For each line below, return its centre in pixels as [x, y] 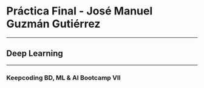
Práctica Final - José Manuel [80, 11]
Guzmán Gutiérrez [53, 24]
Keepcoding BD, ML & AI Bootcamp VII [63, 78]
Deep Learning [35, 53]
